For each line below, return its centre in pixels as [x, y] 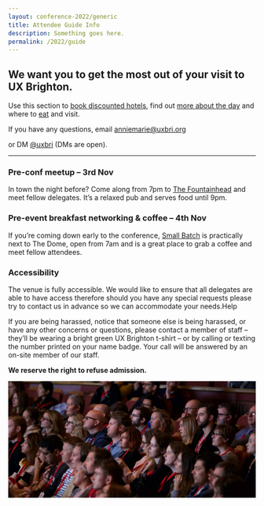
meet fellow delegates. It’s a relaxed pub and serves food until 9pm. [118, 198]
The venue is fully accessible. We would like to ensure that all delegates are [130, 289]
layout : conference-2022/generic [63, 17]
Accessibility [34, 272]
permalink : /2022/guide [47, 42]
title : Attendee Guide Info [54, 25]
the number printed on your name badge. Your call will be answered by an [128, 346]
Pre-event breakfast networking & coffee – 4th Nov [107, 218]
